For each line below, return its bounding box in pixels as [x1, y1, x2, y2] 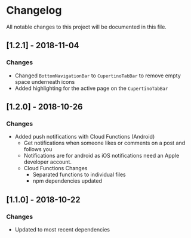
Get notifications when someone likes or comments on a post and [23, 139, 186, 146]
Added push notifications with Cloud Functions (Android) [14, 133, 155, 140]
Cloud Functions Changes [23, 165, 88, 172]
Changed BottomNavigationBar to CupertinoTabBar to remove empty [14, 72, 181, 79]
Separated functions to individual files [32, 171, 127, 178]
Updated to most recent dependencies [14, 226, 110, 233]
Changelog [6, 4, 62, 17]
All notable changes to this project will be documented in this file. [6, 23, 167, 30]
